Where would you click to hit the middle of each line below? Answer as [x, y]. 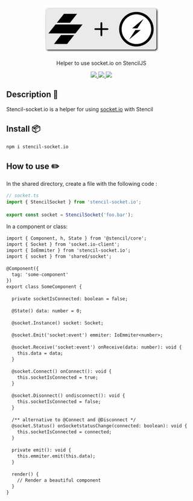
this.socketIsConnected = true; [58, 377]
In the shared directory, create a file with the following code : [82, 184]
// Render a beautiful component [59, 480]
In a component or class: [37, 226]
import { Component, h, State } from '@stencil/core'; [77, 238]
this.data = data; [40, 353]
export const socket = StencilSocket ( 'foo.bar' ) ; [70, 215]
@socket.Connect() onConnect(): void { [62, 371]
